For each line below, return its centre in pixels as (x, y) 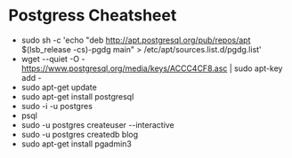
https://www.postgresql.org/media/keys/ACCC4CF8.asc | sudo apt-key (152, 68)
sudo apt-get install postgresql (77, 96)
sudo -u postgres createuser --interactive (97, 124)
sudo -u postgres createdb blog (80, 134)
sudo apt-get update (59, 87)
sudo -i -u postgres (57, 106)
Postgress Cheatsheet (93, 16)
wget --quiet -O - (53, 59)
